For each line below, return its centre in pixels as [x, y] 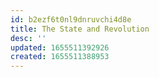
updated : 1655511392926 [60, 47]
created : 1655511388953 [60, 57]
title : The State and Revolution [80, 29]
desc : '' [28, 38]
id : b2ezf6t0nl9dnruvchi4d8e [71, 19]
